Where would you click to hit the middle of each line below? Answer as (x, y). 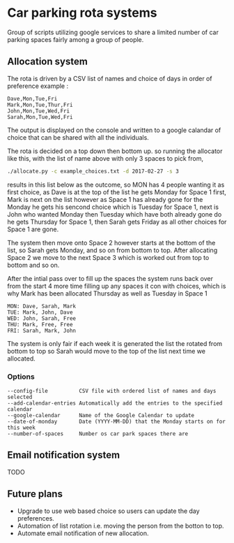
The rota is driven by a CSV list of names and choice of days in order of (110, 78)
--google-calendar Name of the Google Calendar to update (101, 415)
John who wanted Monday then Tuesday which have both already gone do (115, 214)
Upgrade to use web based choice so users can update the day (108, 511)
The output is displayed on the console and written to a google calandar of (114, 130)
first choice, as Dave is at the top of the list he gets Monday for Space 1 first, (117, 192)
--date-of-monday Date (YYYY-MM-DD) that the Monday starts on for (117, 421)
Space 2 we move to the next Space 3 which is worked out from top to (108, 257)
